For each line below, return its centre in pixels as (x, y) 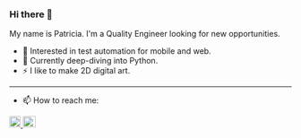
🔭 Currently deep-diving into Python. (90, 61)
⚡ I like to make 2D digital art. (76, 71)
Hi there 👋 (31, 14)
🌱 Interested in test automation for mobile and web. (117, 51)
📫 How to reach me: (60, 100)
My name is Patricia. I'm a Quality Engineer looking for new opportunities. (145, 34)
